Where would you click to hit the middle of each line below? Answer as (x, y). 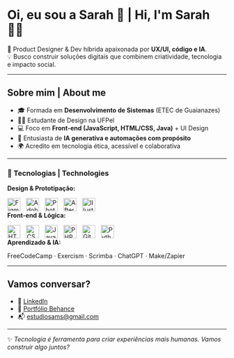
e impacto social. (32, 64)
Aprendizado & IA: (34, 243)
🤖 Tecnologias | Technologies (58, 173)
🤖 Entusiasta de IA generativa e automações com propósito (104, 138)
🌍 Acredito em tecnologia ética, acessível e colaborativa (99, 146)
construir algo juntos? (39, 347)
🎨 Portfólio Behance (46, 308)
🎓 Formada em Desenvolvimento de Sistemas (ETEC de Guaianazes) (119, 110)
